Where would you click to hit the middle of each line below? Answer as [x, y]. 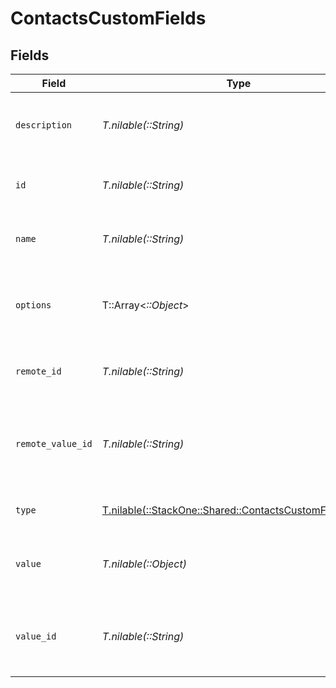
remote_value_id [54, 443]
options [33, 305]
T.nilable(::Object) [144, 564]
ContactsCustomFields [108, 18]
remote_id [38, 371]
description [44, 125]
